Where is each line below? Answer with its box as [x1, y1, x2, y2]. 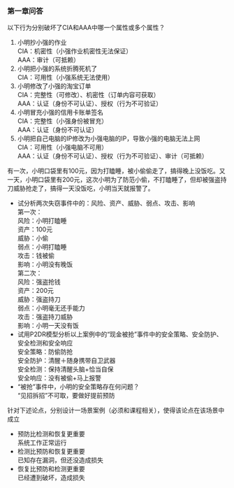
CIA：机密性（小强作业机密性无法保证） [17, 47, 133, 55]
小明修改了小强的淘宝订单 [17, 82, 92, 90]
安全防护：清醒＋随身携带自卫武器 [17, 357, 116, 365]
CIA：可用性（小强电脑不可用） [17, 143, 108, 152]
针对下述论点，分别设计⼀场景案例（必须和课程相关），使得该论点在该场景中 [7, 406, 225, 415]
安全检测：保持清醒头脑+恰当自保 [17, 365, 114, 373]
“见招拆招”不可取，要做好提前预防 [17, 392, 115, 400]
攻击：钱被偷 [17, 252, 54, 260]
